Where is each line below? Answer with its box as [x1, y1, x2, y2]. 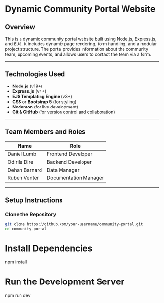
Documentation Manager [46, 174, 104, 181]
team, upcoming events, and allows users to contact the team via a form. [5, 51, 151, 57]
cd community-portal [5, 226, 47, 232]
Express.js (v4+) [12, 88, 47, 94]
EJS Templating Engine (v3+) [12, 93, 72, 99]
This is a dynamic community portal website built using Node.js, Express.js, [5, 36, 157, 42]
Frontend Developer [46, 151, 93, 157]
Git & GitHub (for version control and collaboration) [12, 109, 116, 115]
